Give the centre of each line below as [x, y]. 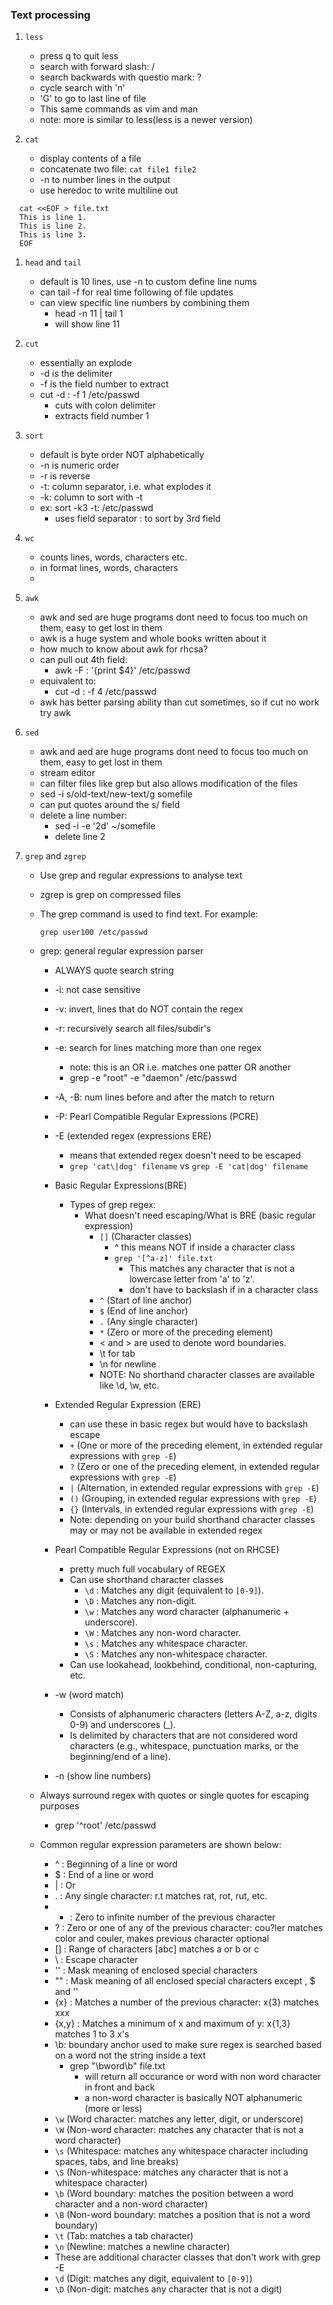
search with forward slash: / [97, 67]
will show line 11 [87, 324]
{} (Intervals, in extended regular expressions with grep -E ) [192, 1509]
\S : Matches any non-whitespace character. [176, 1654]
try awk [55, 713]
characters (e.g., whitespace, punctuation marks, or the [184, 1746]
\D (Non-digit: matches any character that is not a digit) [168, 2289]
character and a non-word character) [131, 2204]
